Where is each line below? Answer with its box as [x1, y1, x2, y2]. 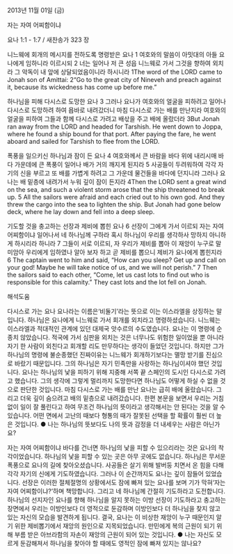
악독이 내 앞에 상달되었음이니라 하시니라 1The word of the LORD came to [22, 68, 223, 76]
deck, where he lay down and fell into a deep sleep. [7, 208, 155, 215]
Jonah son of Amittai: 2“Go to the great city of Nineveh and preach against [7, 76, 221, 83]
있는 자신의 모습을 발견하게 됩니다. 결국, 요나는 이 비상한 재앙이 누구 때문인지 [7, 513, 215, 521]
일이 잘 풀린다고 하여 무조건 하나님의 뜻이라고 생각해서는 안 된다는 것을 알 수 [19, 402, 226, 411]
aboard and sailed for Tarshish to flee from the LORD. [7, 138, 160, 145]
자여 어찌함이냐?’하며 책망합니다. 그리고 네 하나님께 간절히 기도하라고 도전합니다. [7, 487, 226, 495]
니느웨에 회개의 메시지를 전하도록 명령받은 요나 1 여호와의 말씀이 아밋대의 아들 [7, 51, 218, 58]
